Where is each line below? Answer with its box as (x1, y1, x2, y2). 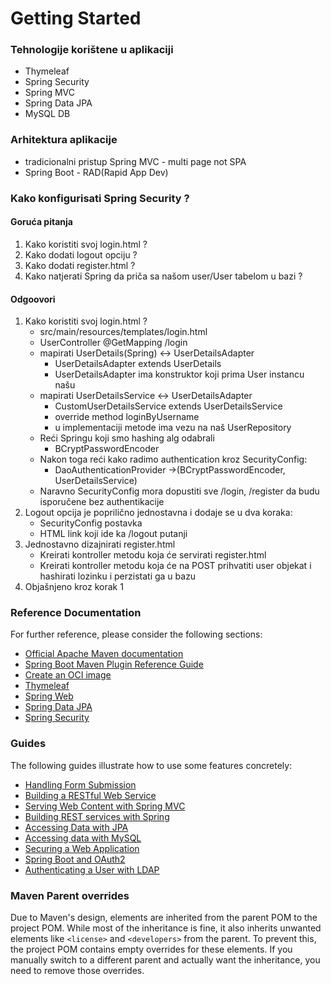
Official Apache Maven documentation (24, 648, 184, 660)
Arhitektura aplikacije (10, 133, 118, 147)
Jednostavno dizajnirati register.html (24, 538, 176, 551)
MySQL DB (24, 108, 71, 120)
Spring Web (24, 690, 74, 702)
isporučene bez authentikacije (39, 496, 165, 508)
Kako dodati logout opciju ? (24, 248, 138, 261)
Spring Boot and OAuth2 (24, 853, 126, 865)
